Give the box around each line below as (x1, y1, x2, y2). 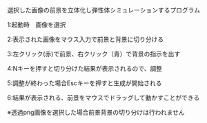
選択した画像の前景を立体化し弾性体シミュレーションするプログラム (7, 6, 201, 14)
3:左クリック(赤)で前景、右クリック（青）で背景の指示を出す (7, 50, 181, 58)
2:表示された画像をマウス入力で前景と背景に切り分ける (7, 35, 164, 43)
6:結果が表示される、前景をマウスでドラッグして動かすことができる (7, 93, 200, 102)
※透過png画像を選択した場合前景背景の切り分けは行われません (7, 109, 185, 116)
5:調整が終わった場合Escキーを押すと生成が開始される (7, 79, 162, 87)
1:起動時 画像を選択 (7, 21, 66, 29)
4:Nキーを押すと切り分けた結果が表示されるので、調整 (7, 65, 163, 72)
